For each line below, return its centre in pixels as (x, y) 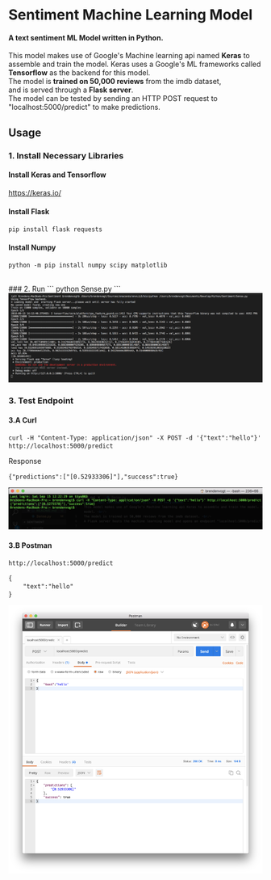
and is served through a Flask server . (71, 90)
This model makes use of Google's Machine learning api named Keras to (129, 56)
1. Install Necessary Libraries (66, 155)
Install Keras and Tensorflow (57, 175)
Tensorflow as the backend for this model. (79, 73)
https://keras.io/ (35, 192)
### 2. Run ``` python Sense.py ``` (65, 289)
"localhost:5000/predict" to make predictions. (85, 107)
